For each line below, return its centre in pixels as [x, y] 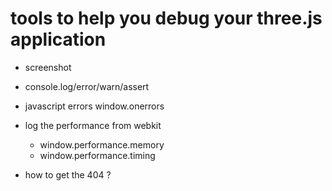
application [58, 39]
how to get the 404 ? [68, 174]
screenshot [48, 67]
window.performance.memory [102, 144]
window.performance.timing [97, 155]
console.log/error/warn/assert [87, 86]
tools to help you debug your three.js [166, 18]
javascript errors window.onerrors [94, 106]
